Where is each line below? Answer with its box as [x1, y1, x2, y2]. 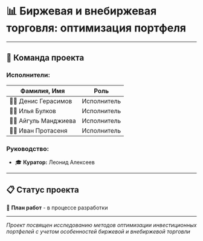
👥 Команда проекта [6, 53, 85, 63]
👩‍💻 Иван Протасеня [9, 126, 68, 134]
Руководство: [6, 144, 50, 153]
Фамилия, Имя [20, 87, 65, 95]
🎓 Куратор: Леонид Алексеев [14, 158, 95, 166]
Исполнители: [6, 71, 50, 79]
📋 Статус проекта [6, 185, 80, 195]
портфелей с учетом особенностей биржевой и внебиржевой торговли [6, 228, 190, 235]
